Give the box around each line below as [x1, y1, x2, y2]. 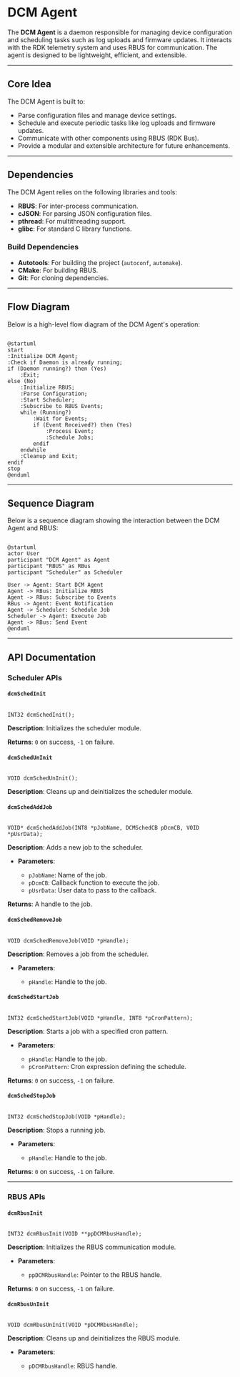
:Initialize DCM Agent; [7, 352, 79, 359]
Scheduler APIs [7, 672, 63, 682]
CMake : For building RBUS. [17, 266, 99, 274]
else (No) [7, 377, 37, 384]
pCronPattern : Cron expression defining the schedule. [28, 1062, 187, 1070]
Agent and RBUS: [7, 524, 59, 532]
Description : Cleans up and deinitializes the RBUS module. [7, 1334, 181, 1343]
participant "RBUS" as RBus [7, 562, 91, 570]
